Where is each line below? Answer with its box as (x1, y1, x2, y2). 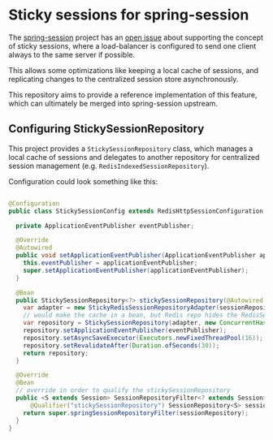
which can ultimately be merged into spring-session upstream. (8, 98, 218, 108)
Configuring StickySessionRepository (8, 122, 205, 136)
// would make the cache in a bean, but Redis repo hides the (23, 311, 238, 320)
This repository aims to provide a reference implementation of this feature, (8, 89, 258, 99)
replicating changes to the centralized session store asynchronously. (8, 74, 239, 84)
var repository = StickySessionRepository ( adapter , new (23, 319, 217, 327)
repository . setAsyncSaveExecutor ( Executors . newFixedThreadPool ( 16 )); (23, 334, 264, 342)
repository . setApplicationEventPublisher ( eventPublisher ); (23, 326, 227, 334)
